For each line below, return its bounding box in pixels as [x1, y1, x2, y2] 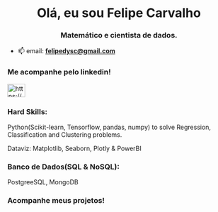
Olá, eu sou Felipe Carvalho [36, 5, 202, 21]
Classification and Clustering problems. [7, 130, 122, 139]
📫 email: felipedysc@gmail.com [17, 47, 115, 55]
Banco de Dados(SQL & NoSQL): [7, 162, 120, 172]
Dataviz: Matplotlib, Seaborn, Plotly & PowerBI [7, 144, 142, 153]
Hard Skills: [7, 106, 48, 116]
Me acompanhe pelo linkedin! [7, 67, 111, 77]
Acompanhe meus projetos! [7, 196, 105, 206]
